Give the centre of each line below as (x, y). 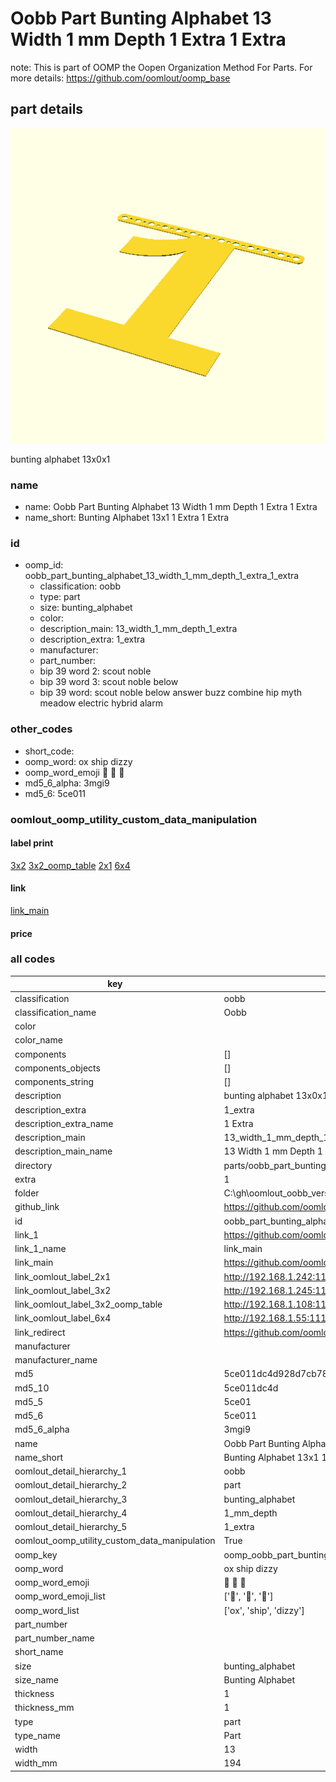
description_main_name (63, 1151)
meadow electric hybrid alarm (101, 703)
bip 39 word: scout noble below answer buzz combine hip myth (170, 693)
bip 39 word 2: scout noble (95, 671)
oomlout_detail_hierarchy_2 (71, 1485)
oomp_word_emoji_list (60, 1596)
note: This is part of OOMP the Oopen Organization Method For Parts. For (161, 67)
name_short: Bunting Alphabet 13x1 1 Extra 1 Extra (127, 518)
